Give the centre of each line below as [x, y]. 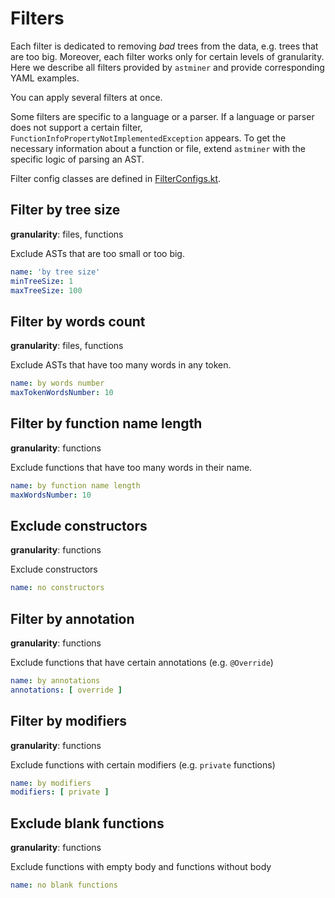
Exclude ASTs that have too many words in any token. [121, 365]
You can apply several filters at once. [86, 97]
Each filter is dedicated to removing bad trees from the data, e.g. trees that [164, 46]
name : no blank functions [64, 885]
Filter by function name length [106, 423]
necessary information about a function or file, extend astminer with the [158, 148]
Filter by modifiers [69, 721]
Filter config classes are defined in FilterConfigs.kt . [116, 178]
